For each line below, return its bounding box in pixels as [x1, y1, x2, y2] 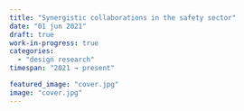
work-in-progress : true [9, 38, 99, 48]
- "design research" [17, 55, 95, 64]
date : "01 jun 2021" [9, 22, 88, 31]
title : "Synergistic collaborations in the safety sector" [9, 13, 237, 23]
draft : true [9, 30, 54, 39]
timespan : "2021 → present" [9, 64, 116, 73]
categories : [9, 47, 54, 56]
